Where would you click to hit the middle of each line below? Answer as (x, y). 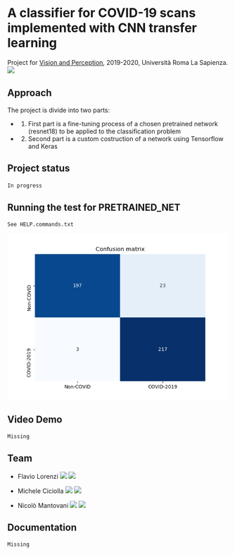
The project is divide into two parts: (59, 110)
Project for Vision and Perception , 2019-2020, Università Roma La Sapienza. (118, 62)
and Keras (43, 146)
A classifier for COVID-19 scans (102, 13)
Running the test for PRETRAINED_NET (94, 207)
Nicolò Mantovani (43, 505)
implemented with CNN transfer (102, 28)
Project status (39, 168)
